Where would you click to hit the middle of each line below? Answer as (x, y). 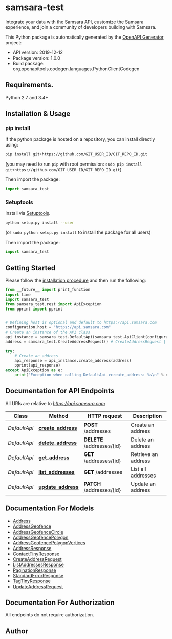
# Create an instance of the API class (48, 332)
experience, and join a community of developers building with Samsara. (81, 27)
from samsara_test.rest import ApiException (53, 304)
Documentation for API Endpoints (60, 391)
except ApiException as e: (34, 370)
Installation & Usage (38, 114)
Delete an (142, 440)
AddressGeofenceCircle (38, 532)
